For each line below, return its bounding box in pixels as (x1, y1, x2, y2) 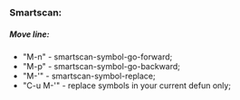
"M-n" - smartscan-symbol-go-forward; (22, 51, 173, 62)
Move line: (9, 29, 50, 40)
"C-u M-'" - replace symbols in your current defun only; (22, 79, 232, 91)
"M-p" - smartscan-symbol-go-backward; (22, 60, 181, 71)
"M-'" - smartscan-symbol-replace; (22, 70, 156, 81)
